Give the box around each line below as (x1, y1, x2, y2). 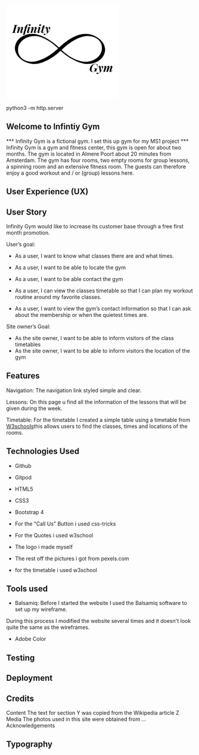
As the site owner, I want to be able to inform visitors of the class (14, 335, 174, 342)
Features (6, 371, 40, 381)
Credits (6, 693, 35, 704)
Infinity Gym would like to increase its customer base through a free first (6, 223, 184, 230)
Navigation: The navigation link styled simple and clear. (6, 387, 142, 394)
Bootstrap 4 (14, 508, 44, 515)
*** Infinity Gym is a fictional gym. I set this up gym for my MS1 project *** (6, 137, 189, 145)
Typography (6, 739, 52, 750)
